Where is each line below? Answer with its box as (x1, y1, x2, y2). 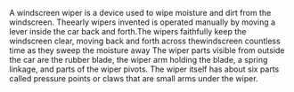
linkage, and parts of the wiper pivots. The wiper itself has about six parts (9, 64, 280, 74)
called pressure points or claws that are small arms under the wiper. (9, 73, 258, 83)
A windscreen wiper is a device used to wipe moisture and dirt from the (9, 8, 272, 18)
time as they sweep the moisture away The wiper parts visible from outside (9, 45, 285, 56)
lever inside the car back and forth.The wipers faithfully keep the (9, 27, 247, 36)
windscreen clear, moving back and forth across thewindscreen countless (9, 35, 281, 46)
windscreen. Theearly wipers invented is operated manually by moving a (9, 17, 276, 27)
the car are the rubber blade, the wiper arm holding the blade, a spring (9, 55, 268, 65)
